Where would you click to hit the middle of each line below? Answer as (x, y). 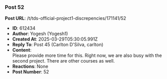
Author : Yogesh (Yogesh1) (40, 34)
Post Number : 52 (30, 72)
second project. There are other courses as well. (64, 61)
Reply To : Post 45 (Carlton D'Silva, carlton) (58, 45)
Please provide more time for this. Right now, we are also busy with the (87, 55)
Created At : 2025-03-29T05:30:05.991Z (55, 39)
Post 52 (15, 7)
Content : (22, 50)
